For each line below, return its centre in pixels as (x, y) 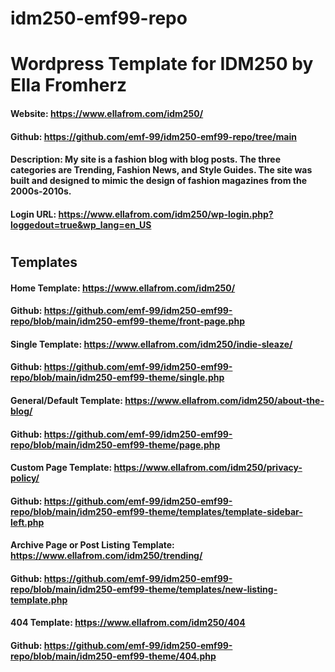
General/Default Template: (66, 400)
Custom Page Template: (61, 468)
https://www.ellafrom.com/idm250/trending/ (106, 556)
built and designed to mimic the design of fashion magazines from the (158, 181)
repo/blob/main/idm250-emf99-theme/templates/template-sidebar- (156, 511)
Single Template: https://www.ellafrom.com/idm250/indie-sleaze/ (151, 344)
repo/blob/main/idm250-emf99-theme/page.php (115, 444)
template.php (39, 599)
